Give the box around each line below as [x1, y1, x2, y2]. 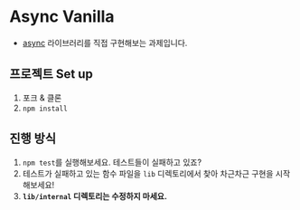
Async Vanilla [9, 6, 115, 27]
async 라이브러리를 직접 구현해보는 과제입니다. [22, 37, 188, 48]
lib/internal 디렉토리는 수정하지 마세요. [22, 190, 167, 201]
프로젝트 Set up [9, 66, 93, 82]
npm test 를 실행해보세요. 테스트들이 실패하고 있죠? [22, 157, 202, 167]
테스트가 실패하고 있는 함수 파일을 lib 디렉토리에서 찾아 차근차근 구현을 [22, 167, 274, 178]
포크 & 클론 [22, 92, 62, 103]
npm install [22, 104, 68, 113]
